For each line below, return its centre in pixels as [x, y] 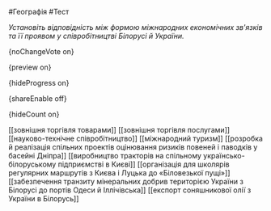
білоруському [32, 164]
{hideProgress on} [39, 83]
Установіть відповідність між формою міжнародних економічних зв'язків [135, 27]
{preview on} [30, 67]
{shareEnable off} [38, 99]
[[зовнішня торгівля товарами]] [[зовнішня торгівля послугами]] [119, 130]
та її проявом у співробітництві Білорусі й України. [96, 36]
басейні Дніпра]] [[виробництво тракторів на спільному [105, 156]
